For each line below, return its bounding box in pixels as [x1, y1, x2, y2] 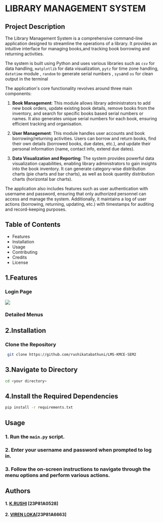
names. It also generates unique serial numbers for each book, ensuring [12, 116, 157, 121]
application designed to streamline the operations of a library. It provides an [5, 41, 158, 46]
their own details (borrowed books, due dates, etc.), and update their [12, 141, 151, 147]
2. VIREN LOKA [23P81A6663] [5, 512, 67, 518]
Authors [5, 487, 31, 495]
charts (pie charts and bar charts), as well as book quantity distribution [12, 171, 155, 176]
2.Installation [5, 326, 46, 335]
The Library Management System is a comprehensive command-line [5, 35, 143, 41]
